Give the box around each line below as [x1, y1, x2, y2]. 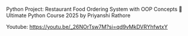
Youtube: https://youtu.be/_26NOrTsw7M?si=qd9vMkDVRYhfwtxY [6, 24, 168, 30]
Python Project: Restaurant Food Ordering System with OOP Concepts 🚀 [6, 6, 183, 12]
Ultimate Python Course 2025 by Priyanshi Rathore [6, 12, 130, 19]
